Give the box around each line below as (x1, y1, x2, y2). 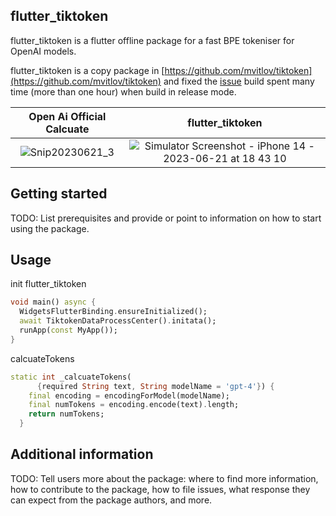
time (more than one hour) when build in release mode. (10, 85, 237, 98)
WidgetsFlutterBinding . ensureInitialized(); (19, 307, 208, 317)
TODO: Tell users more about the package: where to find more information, (10, 472, 319, 484)
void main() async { (10, 297, 97, 308)
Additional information (10, 446, 154, 463)
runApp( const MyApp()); (19, 325, 118, 336)
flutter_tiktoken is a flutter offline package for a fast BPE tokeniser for (10, 34, 295, 46)
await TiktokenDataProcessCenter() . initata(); (19, 316, 217, 326)
